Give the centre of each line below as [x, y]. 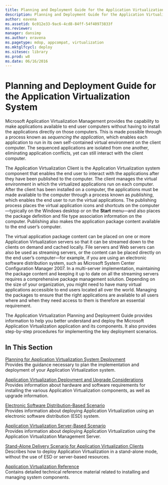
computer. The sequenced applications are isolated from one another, [77, 148]
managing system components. [37, 477]
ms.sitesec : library [27, 52]
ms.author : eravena [25, 38]
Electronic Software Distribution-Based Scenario [55, 405]
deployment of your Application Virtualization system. [60, 370]
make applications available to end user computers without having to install [82, 126]
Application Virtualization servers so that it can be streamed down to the [79, 242]
